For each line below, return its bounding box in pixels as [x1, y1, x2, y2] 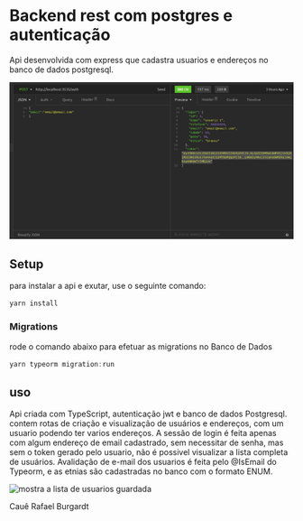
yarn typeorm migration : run [9, 359, 115, 368]
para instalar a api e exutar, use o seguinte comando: [9, 281, 207, 292]
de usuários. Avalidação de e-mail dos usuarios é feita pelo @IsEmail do [9, 457, 277, 468]
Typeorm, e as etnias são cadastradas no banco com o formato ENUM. [9, 466, 273, 477]
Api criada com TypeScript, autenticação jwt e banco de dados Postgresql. [9, 408, 288, 420]
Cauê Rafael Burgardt [9, 501, 89, 512]
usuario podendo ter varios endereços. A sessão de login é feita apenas [9, 428, 277, 439]
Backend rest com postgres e [9, 5, 233, 26]
